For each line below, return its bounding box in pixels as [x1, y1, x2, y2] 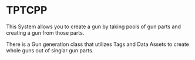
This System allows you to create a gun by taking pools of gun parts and [6, 23, 181, 30]
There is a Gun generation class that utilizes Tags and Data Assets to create [6, 41, 189, 48]
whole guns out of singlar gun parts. [6, 46, 94, 54]
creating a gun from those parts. [6, 29, 85, 36]
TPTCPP [6, 4, 48, 17]
